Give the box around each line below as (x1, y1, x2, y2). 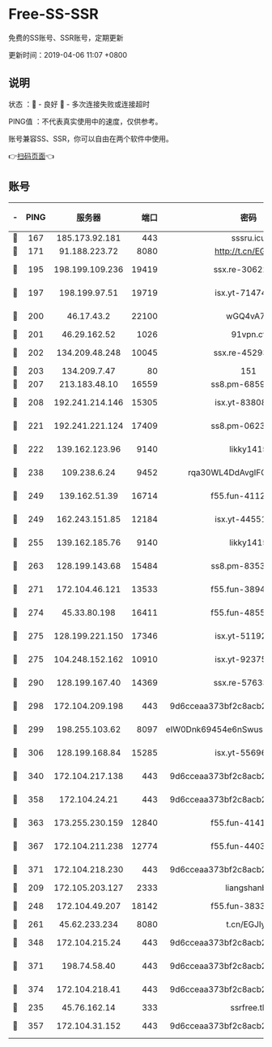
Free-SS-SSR (8, 5, 99, 24)
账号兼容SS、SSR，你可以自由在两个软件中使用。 (8, 133, 173, 143)
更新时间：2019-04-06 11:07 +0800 (8, 50, 128, 59)
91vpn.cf (231, 328, 266, 340)
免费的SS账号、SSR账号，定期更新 (8, 32, 124, 42)
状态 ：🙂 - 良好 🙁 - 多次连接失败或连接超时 (8, 99, 150, 109)
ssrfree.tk (230, 1002, 267, 1013)
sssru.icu (231, 232, 266, 244)
